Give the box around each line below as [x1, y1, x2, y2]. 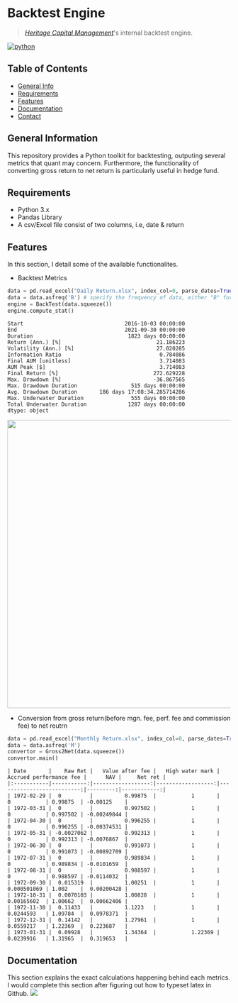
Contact [17, 111, 41, 120]
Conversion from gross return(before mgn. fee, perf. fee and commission [17, 714, 231, 722]
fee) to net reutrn [17, 721, 68, 730]
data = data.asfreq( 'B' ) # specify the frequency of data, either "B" [7, 294, 220, 301]
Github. [7, 990, 29, 997]
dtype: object [7, 406, 50, 414]
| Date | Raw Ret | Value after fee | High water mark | [7, 768, 220, 775]
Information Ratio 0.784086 [7, 351, 186, 358]
